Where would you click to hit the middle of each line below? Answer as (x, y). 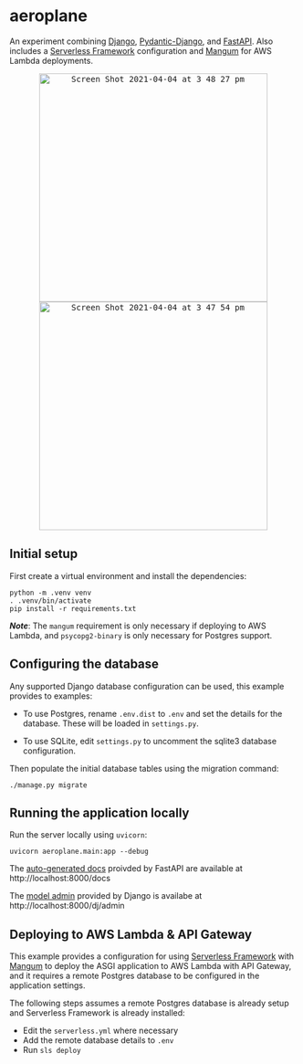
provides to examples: (51, 696)
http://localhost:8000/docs (60, 879)
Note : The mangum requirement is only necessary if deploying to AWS (138, 626)
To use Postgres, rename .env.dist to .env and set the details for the (152, 713)
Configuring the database (84, 664)
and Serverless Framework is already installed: (97, 1013)
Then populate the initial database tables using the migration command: (144, 768)
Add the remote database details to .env (98, 1040)
